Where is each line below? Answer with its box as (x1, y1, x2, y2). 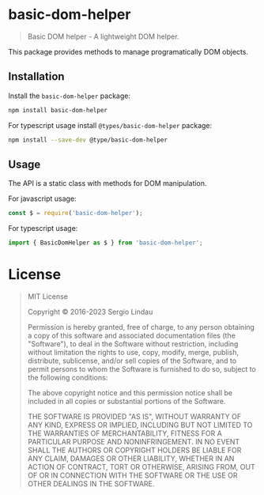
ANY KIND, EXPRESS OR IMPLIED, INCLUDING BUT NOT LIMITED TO (27, 421, 253, 429)
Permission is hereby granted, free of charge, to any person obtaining (27, 323, 255, 331)
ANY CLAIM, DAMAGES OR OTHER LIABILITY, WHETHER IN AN (27, 454, 235, 463)
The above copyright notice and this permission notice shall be (27, 388, 233, 397)
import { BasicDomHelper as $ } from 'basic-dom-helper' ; (8, 239, 203, 247)
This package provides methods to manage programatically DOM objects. (8, 47, 249, 56)
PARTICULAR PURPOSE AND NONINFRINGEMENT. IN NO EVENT (27, 437, 240, 446)
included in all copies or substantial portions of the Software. (27, 397, 226, 406)
